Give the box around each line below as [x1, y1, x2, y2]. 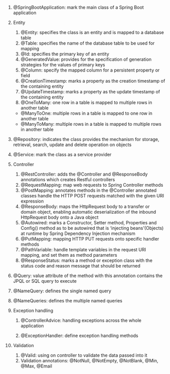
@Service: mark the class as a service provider [13, 152, 112, 157]
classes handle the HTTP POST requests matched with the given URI [20, 193, 164, 198]
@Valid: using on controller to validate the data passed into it [20, 352, 147, 358]
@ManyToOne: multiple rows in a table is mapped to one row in [20, 110, 153, 116]
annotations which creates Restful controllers [20, 177, 115, 182]
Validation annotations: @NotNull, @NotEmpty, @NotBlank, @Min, [20, 358, 158, 363]
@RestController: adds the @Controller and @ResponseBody [20, 171, 148, 177]
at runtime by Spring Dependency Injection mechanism [20, 230, 136, 236]
